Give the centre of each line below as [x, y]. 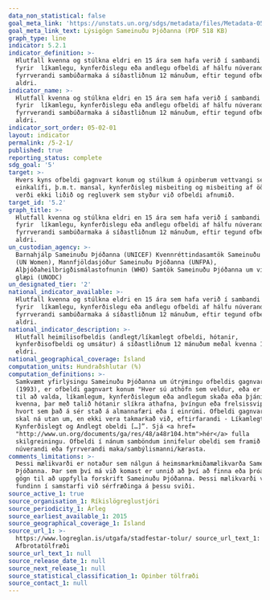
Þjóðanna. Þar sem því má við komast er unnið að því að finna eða [131, 471]
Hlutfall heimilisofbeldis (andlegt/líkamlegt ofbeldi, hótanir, [127, 337]
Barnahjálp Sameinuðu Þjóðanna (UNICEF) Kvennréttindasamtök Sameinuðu [138, 255]
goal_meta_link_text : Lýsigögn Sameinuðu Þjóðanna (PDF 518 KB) [118, 31]
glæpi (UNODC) [39, 277]
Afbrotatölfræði [43, 546]
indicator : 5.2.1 [37, 46]
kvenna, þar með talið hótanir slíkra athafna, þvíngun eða [118, 404]
